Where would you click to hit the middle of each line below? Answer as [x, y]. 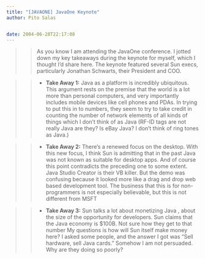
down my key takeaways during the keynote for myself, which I [116, 58]
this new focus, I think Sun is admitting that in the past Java [121, 153]
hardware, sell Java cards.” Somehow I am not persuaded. [119, 243]
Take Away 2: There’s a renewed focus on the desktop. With [122, 147]
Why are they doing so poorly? [84, 250]
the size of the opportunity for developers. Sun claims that [119, 217]
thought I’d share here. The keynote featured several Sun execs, [117, 64]
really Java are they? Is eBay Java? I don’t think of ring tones [122, 129]
